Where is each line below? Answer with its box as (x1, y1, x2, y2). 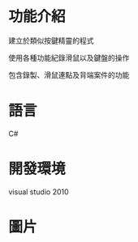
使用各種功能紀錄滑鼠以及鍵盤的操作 (8, 53, 130, 62)
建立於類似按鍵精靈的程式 (8, 36, 94, 45)
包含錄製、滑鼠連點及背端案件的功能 (8, 70, 130, 79)
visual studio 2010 (8, 187, 69, 197)
